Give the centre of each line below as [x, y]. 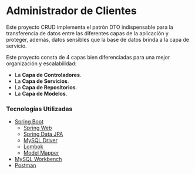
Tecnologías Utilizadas [39, 109]
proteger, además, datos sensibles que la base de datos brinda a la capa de [98, 39]
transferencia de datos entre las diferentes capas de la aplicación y [88, 33]
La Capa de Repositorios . [46, 87]
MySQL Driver [40, 140]
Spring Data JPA [43, 134]
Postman [25, 165]
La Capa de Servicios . [42, 81]
